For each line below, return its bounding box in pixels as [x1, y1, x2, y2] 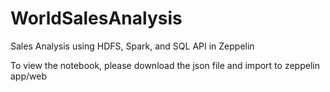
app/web [10, 70, 47, 82]
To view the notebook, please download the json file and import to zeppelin [10, 59, 320, 71]
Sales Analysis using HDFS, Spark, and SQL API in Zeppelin [10, 40, 255, 52]
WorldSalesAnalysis [10, 7, 183, 30]
